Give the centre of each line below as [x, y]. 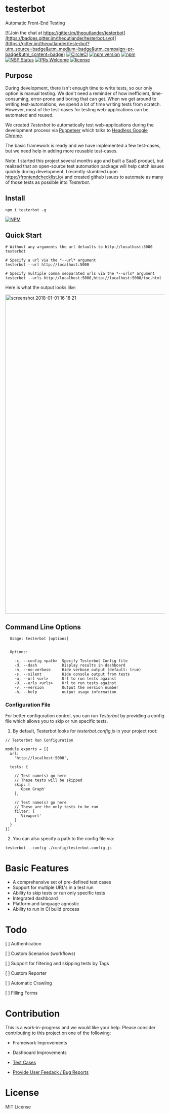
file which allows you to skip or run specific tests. [57, 721]
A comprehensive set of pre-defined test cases [62, 882]
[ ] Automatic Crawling [29, 983]
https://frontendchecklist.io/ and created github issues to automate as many [84, 177]
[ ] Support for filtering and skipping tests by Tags [57, 964]
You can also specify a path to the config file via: [63, 839]
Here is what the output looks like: [41, 288]
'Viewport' [30, 816]
